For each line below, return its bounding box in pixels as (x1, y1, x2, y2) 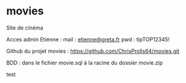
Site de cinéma (6, 24, 43, 31)
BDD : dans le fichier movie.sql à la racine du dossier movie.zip (6, 59, 163, 66)
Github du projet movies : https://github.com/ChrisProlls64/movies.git (6, 47, 180, 55)
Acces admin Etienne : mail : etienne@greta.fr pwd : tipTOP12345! (6, 35, 170, 43)
